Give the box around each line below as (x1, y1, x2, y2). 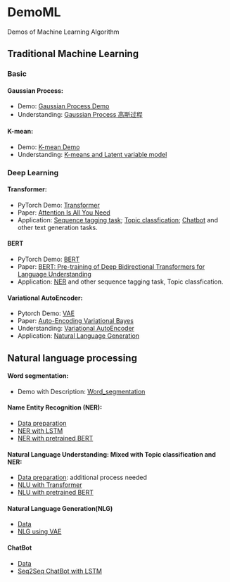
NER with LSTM (17, 426, 63, 435)
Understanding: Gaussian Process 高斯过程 (17, 110, 143, 119)
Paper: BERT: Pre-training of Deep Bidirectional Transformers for (17, 262, 205, 271)
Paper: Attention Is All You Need (17, 208, 110, 217)
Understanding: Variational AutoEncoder (17, 324, 135, 333)
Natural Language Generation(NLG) (7, 504, 113, 512)
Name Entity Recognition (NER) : (7, 403, 103, 412)
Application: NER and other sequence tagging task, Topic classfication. (17, 277, 224, 286)
